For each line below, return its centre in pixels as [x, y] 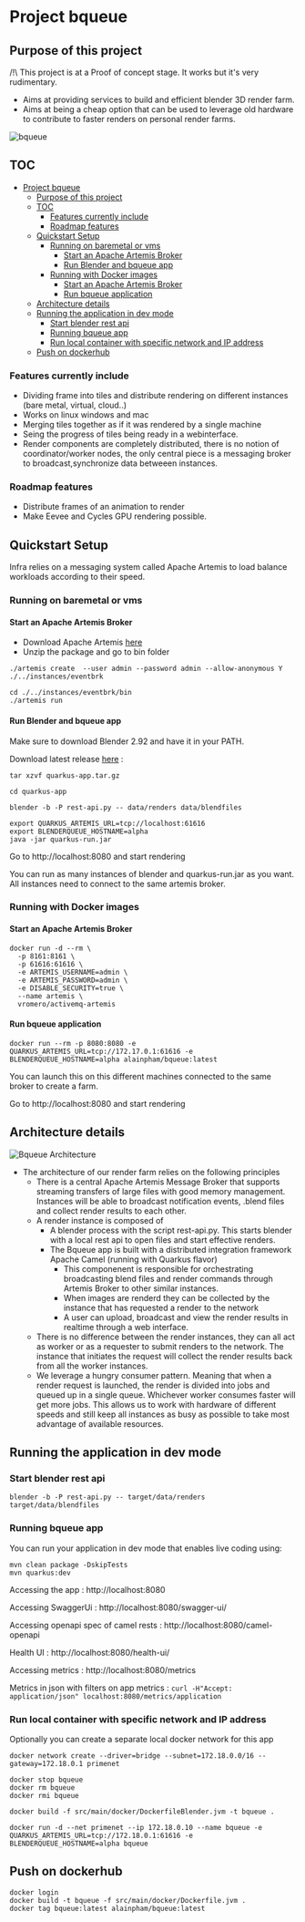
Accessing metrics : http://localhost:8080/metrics [103, 1669]
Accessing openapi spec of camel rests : [86, 1625]
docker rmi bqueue [44, 1795]
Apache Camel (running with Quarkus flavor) [134, 1259]
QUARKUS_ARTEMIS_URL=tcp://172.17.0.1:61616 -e [102, 1051]
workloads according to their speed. [77, 577]
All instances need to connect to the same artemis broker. [117, 883]
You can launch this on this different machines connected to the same [140, 1076]
